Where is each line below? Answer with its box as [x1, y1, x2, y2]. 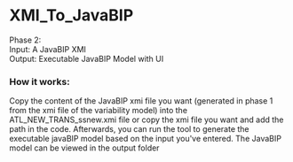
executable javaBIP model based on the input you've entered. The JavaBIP [9, 134, 282, 144]
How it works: [9, 75, 70, 88]
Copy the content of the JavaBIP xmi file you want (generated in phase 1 [9, 96, 273, 106]
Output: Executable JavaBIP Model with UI [9, 53, 164, 64]
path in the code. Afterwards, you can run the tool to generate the [9, 124, 250, 135]
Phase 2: [9, 35, 42, 45]
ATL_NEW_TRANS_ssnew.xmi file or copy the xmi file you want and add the [9, 114, 284, 125]
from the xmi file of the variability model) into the [9, 105, 188, 116]
